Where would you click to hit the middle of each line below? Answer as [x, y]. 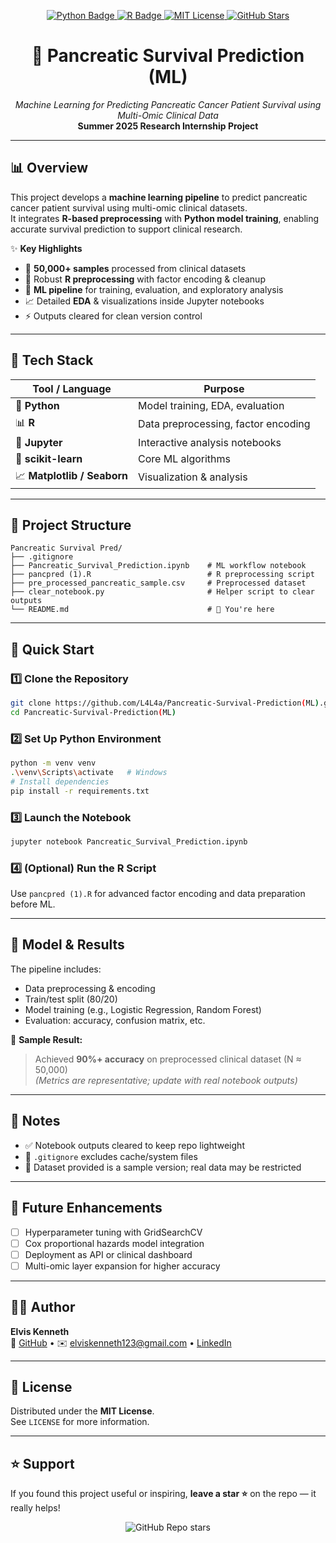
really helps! [35, 1508]
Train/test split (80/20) [71, 999]
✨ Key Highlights [46, 248]
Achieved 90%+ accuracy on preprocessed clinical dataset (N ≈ [168, 1059]
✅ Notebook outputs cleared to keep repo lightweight [134, 1145]
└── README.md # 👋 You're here [142, 610]
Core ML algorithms [185, 458]
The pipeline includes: [56, 969]
